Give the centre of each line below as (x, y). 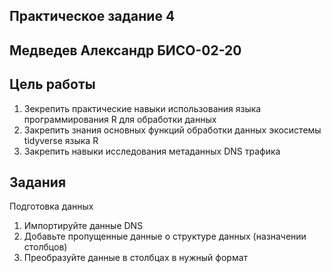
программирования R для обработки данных (120, 119)
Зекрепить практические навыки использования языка (142, 108)
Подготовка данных (51, 206)
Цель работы (52, 84)
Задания (38, 182)
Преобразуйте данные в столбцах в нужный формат (136, 258)
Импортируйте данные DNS (83, 226)
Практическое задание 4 (92, 16)
